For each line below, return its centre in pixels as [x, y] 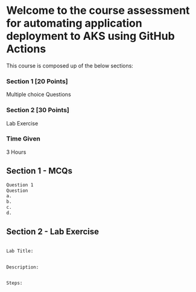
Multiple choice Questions [39, 95]
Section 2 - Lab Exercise [53, 232]
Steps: [14, 283]
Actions [26, 49]
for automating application [74, 23]
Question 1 [20, 185]
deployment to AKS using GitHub [90, 36]
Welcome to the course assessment [98, 11]
